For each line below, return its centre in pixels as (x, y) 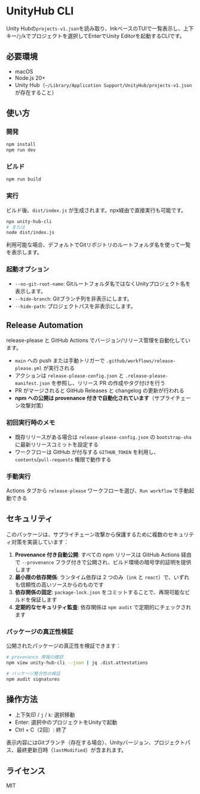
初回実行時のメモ (31, 423)
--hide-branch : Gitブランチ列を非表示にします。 (73, 299)
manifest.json (32, 384)
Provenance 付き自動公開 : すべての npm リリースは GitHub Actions (97, 554)
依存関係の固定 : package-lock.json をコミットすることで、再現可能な (100, 592)
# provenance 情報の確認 (35, 657)
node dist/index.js (30, 233)
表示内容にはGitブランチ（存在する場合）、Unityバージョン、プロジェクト (96, 742)
